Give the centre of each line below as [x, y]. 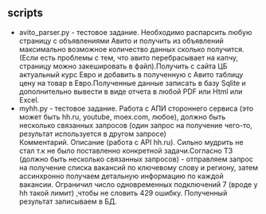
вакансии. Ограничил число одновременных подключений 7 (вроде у [138, 184]
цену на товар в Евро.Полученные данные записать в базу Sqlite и [132, 83]
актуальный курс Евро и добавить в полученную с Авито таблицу [131, 74]
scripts [25, 13]
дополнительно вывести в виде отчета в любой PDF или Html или [131, 91]
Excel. [29, 99]
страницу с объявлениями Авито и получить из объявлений [121, 41]
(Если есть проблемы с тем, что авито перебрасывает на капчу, [129, 57]
